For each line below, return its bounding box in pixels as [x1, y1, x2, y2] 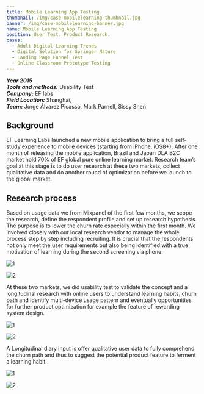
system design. [6, 309, 45, 317]
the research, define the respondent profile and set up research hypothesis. [6, 216, 197, 223]
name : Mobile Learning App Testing [6, 26, 97, 32]
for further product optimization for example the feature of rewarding [6, 303, 180, 310]
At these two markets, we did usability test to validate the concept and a [6, 284, 188, 291]
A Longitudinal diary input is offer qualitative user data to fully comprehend [6, 345, 195, 353]
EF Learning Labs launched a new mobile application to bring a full [6, 137, 174, 144]
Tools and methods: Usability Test [6, 83, 94, 90]
